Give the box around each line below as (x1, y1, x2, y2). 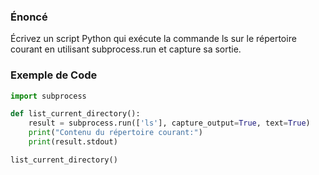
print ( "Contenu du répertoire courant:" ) (28, 128, 203, 138)
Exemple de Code (10, 68, 98, 82)
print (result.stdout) (28, 137, 118, 147)
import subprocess (10, 91, 87, 101)
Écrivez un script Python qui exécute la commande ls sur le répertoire (10, 33, 297, 45)
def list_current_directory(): (10, 109, 141, 119)
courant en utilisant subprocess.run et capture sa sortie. (10, 43, 242, 55)
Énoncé (10, 10, 48, 24)
